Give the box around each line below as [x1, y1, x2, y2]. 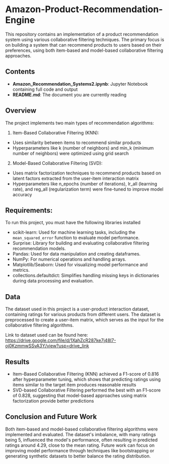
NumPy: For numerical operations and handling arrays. [12, 256, 127, 262]
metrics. [12, 267, 30, 273]
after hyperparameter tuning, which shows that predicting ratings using [12, 376, 161, 382]
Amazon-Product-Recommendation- [5, 4, 163, 15]
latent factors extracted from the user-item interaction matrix [12, 175, 139, 181]
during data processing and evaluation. [12, 278, 94, 284]
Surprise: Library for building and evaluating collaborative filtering [12, 240, 150, 246]
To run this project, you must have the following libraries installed [5, 220, 141, 226]
